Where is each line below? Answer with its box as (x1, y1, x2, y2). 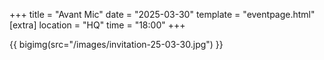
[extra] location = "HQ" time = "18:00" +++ (9, 19, 186, 31)
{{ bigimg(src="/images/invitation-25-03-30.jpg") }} (9, 39, 224, 50)
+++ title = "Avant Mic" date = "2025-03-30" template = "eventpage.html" (9, 9, 316, 20)
